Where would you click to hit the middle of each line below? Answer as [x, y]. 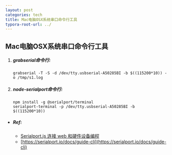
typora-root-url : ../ [28, 24]
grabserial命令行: [32, 60]
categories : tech [24, 15]
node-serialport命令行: [38, 90]
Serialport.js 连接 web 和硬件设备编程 [60, 136]
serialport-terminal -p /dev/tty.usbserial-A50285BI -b [74, 106]
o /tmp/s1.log [28, 77]
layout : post [19, 10]
